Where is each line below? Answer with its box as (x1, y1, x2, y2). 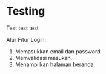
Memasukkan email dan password (15, 47, 101, 55)
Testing (6, 4, 45, 18)
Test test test (6, 24, 39, 32)
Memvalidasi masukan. (15, 54, 73, 61)
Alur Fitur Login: (6, 36, 47, 43)
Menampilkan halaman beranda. (15, 61, 96, 68)
